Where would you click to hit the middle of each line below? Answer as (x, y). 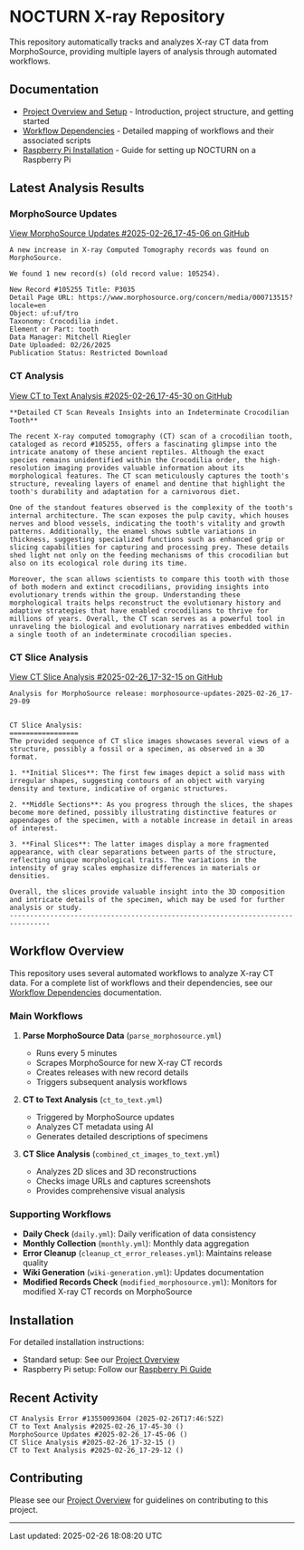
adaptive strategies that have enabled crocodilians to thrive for (139, 610)
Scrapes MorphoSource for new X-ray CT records (129, 1063)
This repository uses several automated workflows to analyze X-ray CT (142, 973)
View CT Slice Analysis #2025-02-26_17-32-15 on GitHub (116, 677)
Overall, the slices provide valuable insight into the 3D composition (147, 892)
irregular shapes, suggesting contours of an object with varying (137, 781)
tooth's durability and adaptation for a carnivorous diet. (125, 491)
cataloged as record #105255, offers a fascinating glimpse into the (143, 444)
